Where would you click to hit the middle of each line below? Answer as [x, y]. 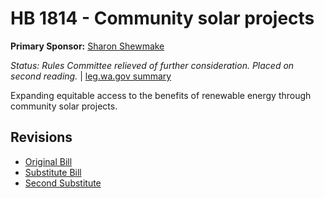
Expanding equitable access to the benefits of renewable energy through [161, 95]
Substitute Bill [53, 172]
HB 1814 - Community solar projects [162, 18]
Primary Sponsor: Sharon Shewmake [87, 46]
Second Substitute [63, 183]
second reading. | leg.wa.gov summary [91, 76]
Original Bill [48, 161]
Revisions [41, 137]
